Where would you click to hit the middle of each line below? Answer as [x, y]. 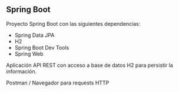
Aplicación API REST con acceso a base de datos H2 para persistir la [90, 65]
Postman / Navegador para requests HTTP [58, 83]
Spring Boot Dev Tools [42, 47]
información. [21, 71]
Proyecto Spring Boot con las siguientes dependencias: [73, 23]
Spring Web [29, 54]
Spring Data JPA [34, 35]
